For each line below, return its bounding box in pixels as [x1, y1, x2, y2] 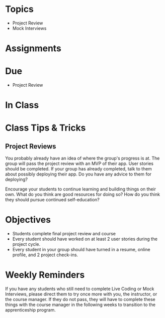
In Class [5, 100, 39, 111]
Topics [5, 3, 34, 15]
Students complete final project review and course [12, 231, 116, 237]
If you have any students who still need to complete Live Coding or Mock [5, 286, 155, 292]
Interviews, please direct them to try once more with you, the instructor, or [5, 291, 158, 297]
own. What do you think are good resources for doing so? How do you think [5, 191, 160, 197]
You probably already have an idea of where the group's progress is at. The [5, 156, 160, 161]
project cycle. [12, 241, 41, 247]
